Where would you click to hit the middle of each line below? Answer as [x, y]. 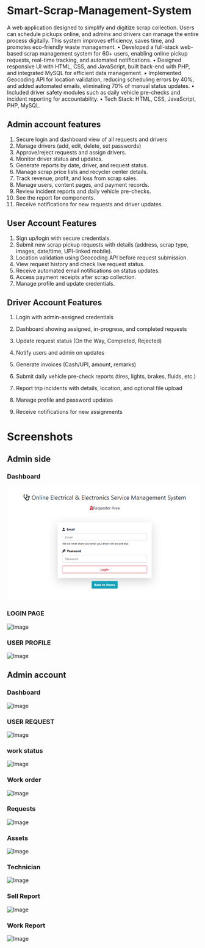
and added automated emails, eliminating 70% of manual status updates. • [101, 85]
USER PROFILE [29, 643]
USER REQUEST [31, 722]
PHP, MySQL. [24, 105]
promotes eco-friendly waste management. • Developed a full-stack [93, 47]
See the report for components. [55, 197]
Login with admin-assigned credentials [65, 317]
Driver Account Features [55, 302]
